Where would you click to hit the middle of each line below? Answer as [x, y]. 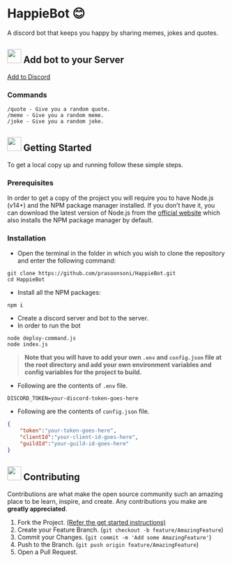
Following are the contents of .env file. [72, 386]
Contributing [52, 477]
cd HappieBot [26, 280]
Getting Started [57, 148]
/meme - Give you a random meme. [56, 116]
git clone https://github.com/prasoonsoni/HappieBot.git [92, 274]
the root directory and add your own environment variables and [118, 365]
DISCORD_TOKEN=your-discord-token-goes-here [73, 399]
